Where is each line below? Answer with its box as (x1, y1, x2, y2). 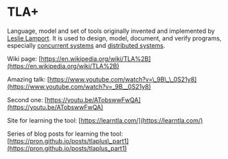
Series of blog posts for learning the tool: (7, 130, 124, 138)
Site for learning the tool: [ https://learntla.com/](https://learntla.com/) (7, 116, 203, 124)
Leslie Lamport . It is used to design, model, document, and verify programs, (7, 34, 222, 42)
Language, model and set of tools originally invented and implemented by (7, 27, 215, 35)
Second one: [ (7, 95, 47, 103)
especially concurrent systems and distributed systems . (7, 41, 166, 49)
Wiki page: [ (7, 54, 41, 62)
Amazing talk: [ (7, 75, 50, 83)
